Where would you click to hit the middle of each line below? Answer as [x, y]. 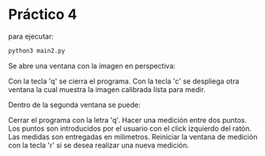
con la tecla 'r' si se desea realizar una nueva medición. [99, 145]
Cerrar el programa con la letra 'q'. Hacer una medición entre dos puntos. [128, 120]
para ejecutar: [31, 36]
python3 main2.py [37, 50]
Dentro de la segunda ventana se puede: [74, 105]
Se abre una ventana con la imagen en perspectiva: [92, 65]
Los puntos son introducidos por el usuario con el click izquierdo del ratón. [130, 128]
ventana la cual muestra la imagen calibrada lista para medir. [107, 89]
